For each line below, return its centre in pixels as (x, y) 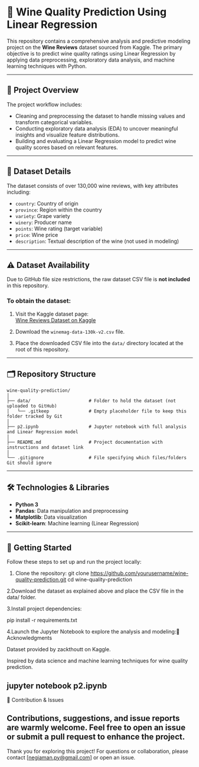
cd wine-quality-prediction (100, 580)
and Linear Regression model (43, 432)
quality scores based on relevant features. (66, 147)
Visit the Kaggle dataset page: (52, 314)
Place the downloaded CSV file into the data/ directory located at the (99, 343)
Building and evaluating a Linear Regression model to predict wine (96, 141)
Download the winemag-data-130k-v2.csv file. (70, 331)
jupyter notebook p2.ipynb (57, 686)
